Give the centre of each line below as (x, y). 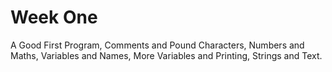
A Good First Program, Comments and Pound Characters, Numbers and (157, 45)
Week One (54, 17)
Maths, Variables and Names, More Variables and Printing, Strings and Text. (166, 55)
